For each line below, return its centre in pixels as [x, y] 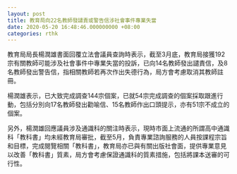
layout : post [26, 14]
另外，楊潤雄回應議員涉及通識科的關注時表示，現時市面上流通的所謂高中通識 [119, 128]
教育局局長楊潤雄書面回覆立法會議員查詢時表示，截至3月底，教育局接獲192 [116, 54]
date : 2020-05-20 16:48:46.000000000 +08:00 [74, 27]
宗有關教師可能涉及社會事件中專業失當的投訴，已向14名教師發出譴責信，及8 [117, 63]
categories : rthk [33, 33]
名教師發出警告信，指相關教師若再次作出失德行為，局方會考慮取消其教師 [112, 72]
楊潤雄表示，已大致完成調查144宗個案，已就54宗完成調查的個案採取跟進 [112, 96]
